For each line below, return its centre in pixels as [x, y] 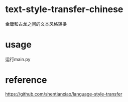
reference [26, 80]
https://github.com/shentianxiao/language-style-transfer [64, 94]
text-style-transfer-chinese [64, 9]
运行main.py [18, 59]
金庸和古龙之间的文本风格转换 [36, 24]
